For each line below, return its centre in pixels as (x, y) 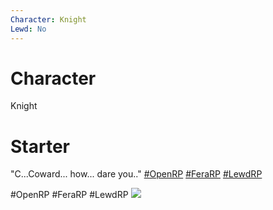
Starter (40, 146)
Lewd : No (28, 29)
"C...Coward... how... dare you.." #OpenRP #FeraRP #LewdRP (136, 174)
